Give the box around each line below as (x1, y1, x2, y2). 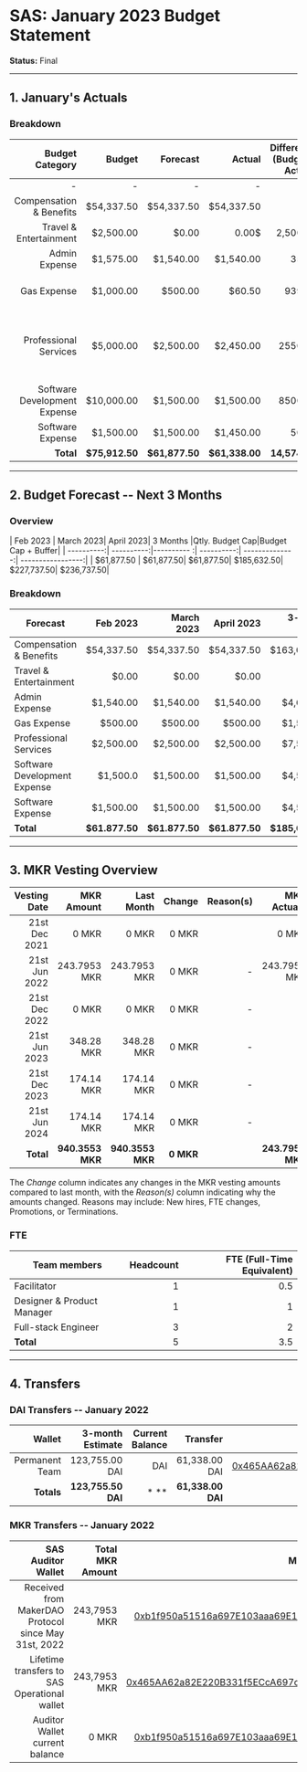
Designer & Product (14, 1294, 98, 1307)
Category (35, 158, 78, 171)
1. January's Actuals (9, 90, 128, 106)
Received (24, 1581, 65, 1594)
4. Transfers (9, 1376, 80, 1392)
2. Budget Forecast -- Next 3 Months (9, 488, 223, 503)
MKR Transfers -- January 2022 (9, 1519, 155, 1532)
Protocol (27, 1615, 65, 1628)
